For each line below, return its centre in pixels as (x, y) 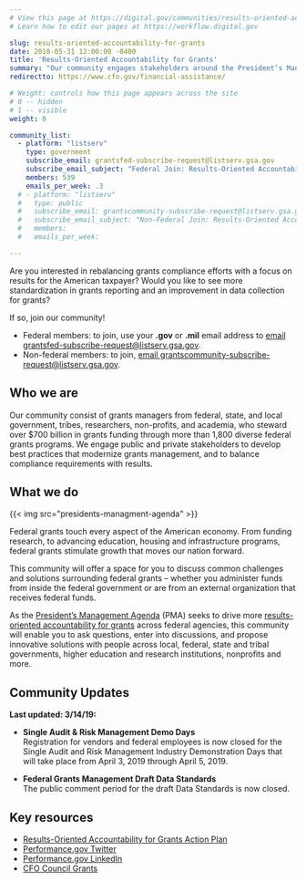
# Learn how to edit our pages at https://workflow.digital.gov (134, 26)
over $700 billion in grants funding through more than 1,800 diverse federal (150, 434)
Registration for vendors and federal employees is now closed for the (152, 742)
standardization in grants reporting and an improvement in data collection (147, 290)
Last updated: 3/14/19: (53, 715)
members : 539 (51, 177)
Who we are (44, 393)
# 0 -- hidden (36, 101)
